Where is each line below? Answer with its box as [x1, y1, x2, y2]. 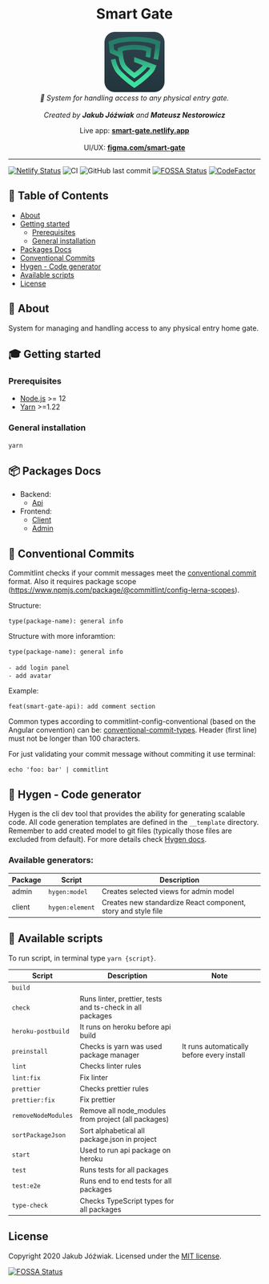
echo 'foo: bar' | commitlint [8, 766, 110, 774]
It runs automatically [181, 1042, 249, 1051]
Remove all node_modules [79, 1106, 167, 1115]
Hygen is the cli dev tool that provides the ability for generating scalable [8, 808, 246, 819]
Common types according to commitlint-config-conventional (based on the [8, 717, 256, 726]
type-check [11, 1201, 48, 1210]
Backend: [19, 490, 52, 499]
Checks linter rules [79, 1061, 142, 1071]
